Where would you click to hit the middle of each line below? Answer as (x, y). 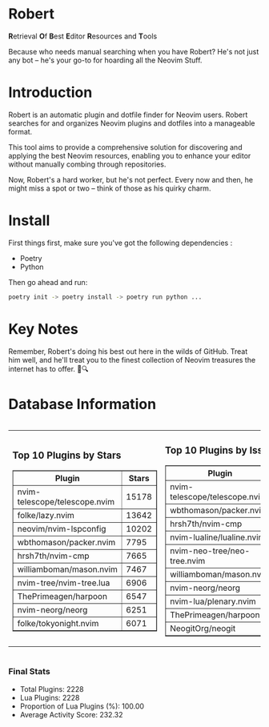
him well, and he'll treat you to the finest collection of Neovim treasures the (132, 359)
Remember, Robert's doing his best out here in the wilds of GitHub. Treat (128, 351)
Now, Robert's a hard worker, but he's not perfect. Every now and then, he (131, 179)
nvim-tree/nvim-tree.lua (64, 583)
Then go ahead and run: (48, 282)
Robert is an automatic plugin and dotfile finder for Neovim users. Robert (128, 114)
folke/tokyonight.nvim (58, 624)
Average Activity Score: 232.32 (71, 714)
